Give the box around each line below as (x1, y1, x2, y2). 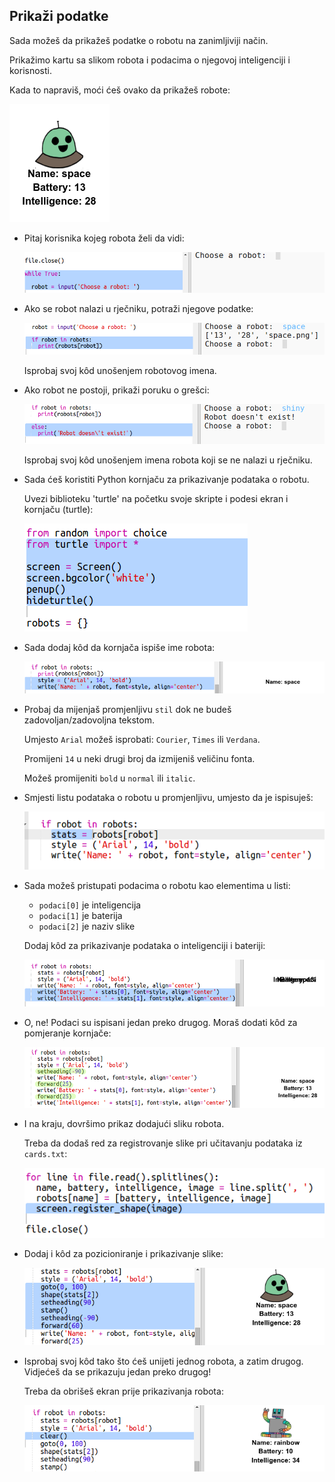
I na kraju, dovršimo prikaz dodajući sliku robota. (23, 1117, 225, 1129)
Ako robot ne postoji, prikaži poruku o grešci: (23, 384, 210, 396)
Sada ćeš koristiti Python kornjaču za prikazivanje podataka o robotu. (23, 473, 310, 485)
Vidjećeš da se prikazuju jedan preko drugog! (23, 1366, 212, 1378)
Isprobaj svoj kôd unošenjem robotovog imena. (23, 365, 217, 377)
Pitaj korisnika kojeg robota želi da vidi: (23, 232, 185, 244)
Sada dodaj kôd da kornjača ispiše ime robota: (23, 641, 216, 653)
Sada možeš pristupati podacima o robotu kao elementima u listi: (23, 879, 291, 891)
